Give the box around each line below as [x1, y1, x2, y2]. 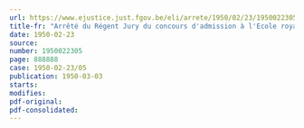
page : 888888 [9, 55, 59, 64]
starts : [9, 80, 39, 89]
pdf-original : [9, 96, 63, 106]
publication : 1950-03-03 [9, 72, 103, 81]
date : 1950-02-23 [9, 30, 75, 39]
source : [9, 38, 39, 48]
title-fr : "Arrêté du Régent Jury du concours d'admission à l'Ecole [9, 22, 278, 31]
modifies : [9, 88, 47, 97]
